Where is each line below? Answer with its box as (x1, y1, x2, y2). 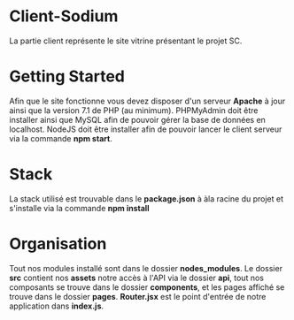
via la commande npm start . (9, 133, 112, 143)
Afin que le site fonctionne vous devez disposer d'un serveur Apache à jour (9, 95, 286, 106)
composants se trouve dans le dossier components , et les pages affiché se (9, 281, 285, 293)
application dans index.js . (9, 301, 104, 311)
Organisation (9, 234, 107, 254)
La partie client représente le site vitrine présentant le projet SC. (9, 35, 243, 46)
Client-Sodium (9, 6, 119, 27)
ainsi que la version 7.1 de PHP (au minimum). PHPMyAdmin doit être (9, 104, 259, 116)
